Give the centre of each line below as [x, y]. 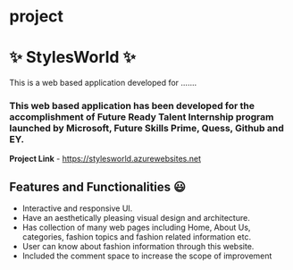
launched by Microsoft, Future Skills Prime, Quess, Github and [146, 129]
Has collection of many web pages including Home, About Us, [136, 228]
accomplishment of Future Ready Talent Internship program [142, 117]
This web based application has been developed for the [132, 106]
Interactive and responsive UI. [77, 208]
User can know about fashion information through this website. [138, 247]
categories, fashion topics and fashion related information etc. [137, 237]
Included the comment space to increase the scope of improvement [147, 256]
